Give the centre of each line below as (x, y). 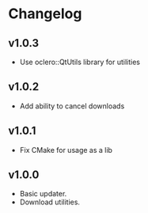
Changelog (45, 14)
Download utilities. (50, 202)
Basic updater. (43, 194)
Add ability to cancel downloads (72, 106)
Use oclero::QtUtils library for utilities (80, 62)
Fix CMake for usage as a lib (66, 150)
